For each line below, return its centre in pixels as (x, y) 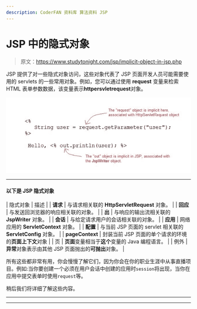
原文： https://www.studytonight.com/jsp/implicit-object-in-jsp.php (101, 61)
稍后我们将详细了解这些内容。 (42, 288)
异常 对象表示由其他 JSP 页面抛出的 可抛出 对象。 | (65, 249)
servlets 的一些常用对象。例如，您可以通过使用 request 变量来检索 (98, 81)
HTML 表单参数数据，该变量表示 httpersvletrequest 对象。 (76, 89)
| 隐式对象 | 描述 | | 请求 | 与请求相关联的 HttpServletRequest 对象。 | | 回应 (98, 205)
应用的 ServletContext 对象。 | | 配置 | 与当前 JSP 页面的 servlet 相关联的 (95, 227)
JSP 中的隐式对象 (48, 44)
